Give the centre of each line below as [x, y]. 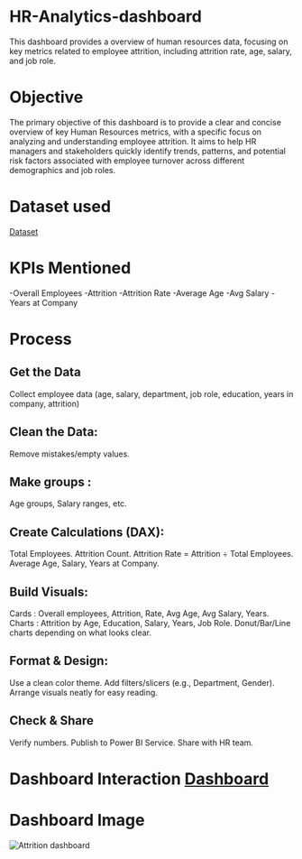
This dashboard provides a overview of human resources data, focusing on [149, 42]
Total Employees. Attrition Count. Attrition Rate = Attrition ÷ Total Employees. [151, 554]
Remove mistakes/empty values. [70, 454]
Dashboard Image [77, 820]
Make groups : [50, 481]
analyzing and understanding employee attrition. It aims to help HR [133, 141]
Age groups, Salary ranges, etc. [69, 503]
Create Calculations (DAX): [87, 532]
